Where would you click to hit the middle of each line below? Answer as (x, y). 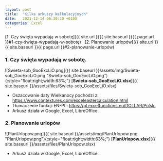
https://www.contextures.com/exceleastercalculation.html (70, 100)
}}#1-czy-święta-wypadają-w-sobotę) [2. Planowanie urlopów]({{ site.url (79, 42)
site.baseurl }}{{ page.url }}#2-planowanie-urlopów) (62, 47)
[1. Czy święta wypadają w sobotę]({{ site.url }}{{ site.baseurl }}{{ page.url (80, 37)
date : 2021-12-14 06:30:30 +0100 (41, 18)
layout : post (18, 9)
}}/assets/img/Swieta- (118, 70)
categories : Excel (24, 23)
